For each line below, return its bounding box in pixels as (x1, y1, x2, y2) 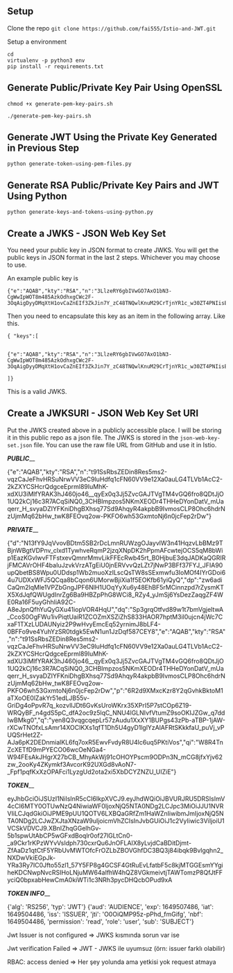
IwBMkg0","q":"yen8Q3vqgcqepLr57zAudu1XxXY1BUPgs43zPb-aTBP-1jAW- (7, 715, 225, 724)
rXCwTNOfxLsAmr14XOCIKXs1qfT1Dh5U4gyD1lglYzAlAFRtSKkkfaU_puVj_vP (7, 723, 225, 731)
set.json (7, 442, 33, 449)
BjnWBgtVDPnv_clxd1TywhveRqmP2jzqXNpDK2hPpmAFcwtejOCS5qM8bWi (7, 546, 223, 554)
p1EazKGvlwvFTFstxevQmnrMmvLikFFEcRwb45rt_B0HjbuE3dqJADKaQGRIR (7, 554, 226, 562)
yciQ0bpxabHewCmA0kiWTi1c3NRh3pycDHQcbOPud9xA (7, 875, 173, 884)
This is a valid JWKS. (7, 388, 67, 396)
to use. (7, 260, 27, 269)
